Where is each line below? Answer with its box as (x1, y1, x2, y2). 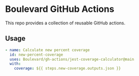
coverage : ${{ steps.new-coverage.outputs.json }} (14, 66, 121, 71)
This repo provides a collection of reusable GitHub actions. (5, 20, 126, 26)
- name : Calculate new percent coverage (5, 47, 90, 53)
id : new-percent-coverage (9, 52, 64, 57)
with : (9, 61, 21, 67)
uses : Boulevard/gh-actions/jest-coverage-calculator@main (9, 57, 135, 62)
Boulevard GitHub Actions (5, 3, 115, 15)
